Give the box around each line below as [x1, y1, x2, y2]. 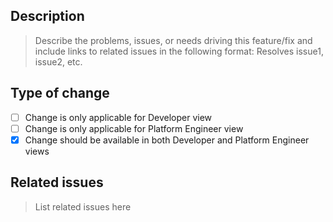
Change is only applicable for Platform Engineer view [24, 122, 244, 134]
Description [10, 8, 85, 25]
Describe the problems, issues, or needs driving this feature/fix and [34, 34, 313, 46]
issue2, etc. [34, 55, 83, 68]
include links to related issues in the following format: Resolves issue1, [34, 45, 324, 57]
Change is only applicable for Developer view [24, 111, 213, 123]
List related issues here [34, 200, 132, 213]
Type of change [10, 85, 110, 102]
